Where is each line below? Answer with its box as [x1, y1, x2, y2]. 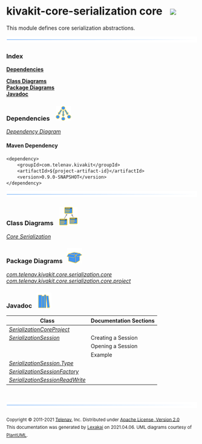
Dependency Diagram [6, 128, 62, 135]
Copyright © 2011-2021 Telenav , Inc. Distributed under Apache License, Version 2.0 [6, 417, 180, 423]
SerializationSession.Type [8, 359, 74, 366]
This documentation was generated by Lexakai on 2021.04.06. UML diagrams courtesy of [6, 425, 192, 431]
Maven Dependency [6, 141, 59, 149]
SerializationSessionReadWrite [8, 376, 86, 383]
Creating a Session [90, 334, 138, 341]
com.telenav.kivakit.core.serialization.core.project [6, 277, 131, 284]
